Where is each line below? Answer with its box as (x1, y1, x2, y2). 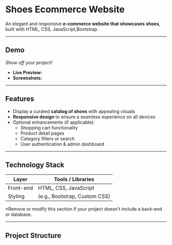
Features (5, 95, 34, 103)
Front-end (8, 184, 33, 192)
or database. (5, 212, 32, 218)
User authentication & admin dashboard (20, 141, 104, 147)
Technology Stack (5, 160, 64, 169)
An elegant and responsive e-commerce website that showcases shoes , (5, 21, 161, 27)
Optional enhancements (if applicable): (12, 119, 95, 125)
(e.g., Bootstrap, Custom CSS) (37, 193, 111, 200)
